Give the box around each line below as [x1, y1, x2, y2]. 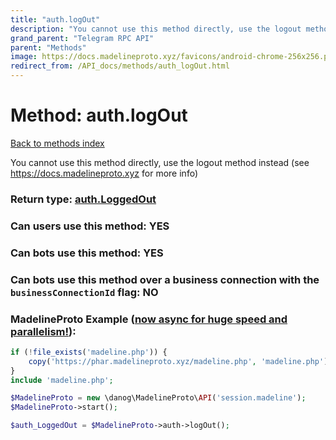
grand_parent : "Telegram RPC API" [10, 33, 155, 43]
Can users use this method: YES [10, 219, 170, 233]
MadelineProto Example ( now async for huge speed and [10, 312, 288, 326]
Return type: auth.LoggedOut [10, 192, 157, 206]
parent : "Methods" [10, 42, 87, 53]
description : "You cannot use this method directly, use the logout [10, 24, 302, 34]
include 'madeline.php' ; [10, 375, 114, 385]
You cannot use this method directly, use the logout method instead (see [10, 156, 310, 168]
